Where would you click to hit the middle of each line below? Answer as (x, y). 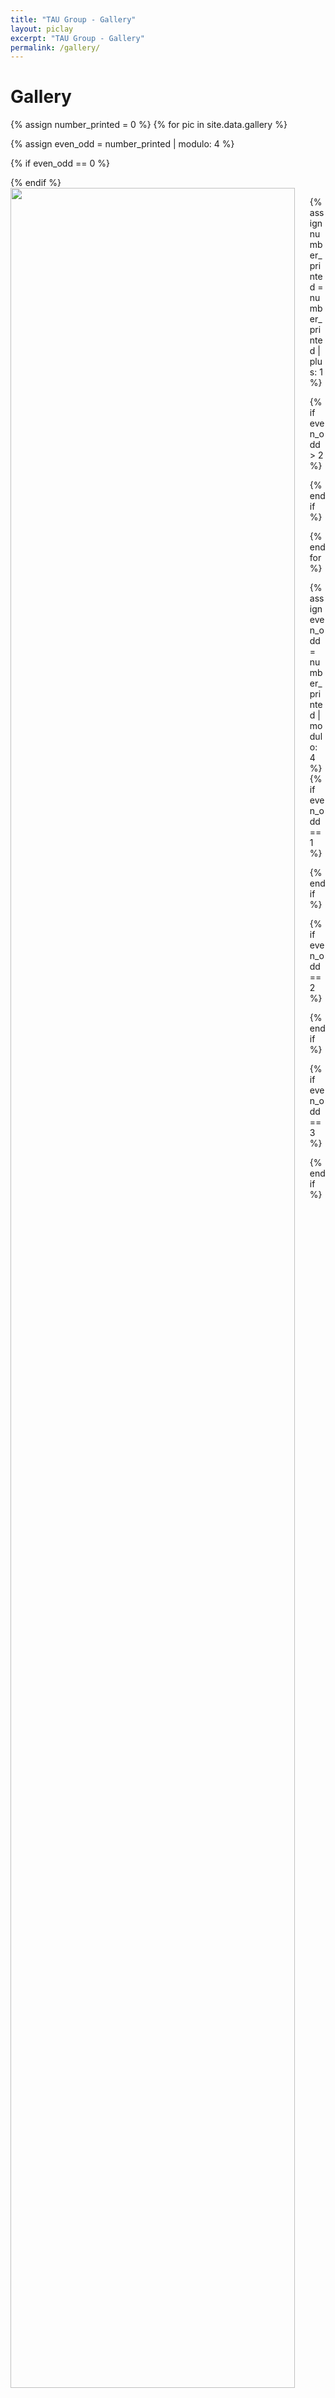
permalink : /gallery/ (55, 47)
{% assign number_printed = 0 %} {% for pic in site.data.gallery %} (149, 125)
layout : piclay (42, 29)
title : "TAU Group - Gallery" (73, 19)
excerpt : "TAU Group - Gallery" (77, 38)
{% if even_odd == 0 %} (60, 163)
